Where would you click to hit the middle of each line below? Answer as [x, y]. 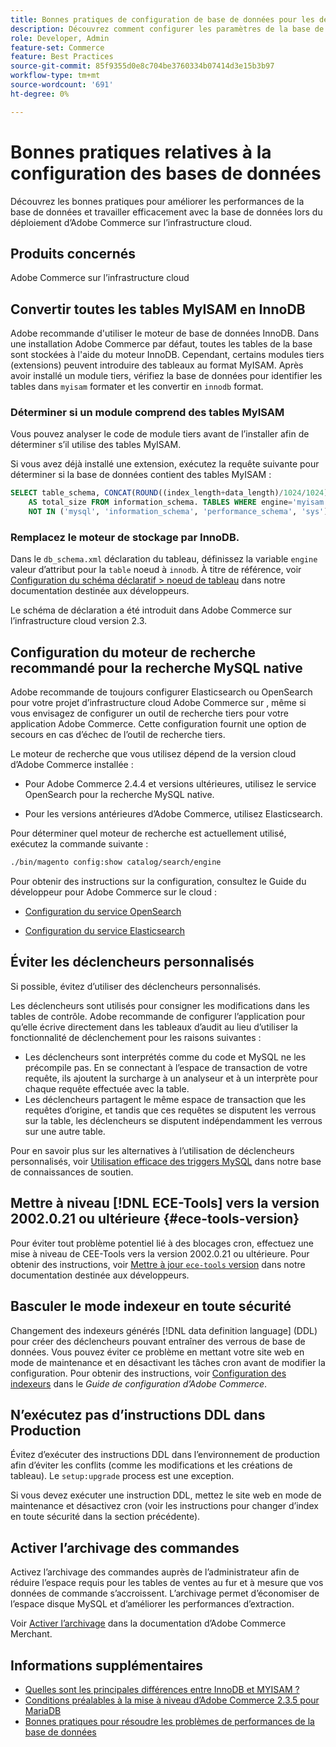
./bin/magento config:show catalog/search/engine [116, 862]
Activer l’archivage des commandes [125, 1547]
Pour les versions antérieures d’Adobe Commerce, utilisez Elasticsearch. [173, 814]
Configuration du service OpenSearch [103, 912]
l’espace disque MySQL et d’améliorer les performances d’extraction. [152, 1604]
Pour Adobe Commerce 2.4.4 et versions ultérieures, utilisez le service [170, 784]
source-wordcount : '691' [62, 85]
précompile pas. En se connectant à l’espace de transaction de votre [166, 1067]
